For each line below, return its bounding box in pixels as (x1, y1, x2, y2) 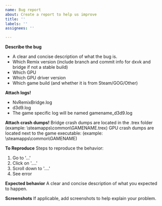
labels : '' (5, 21, 28, 26)
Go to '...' (12, 155, 31, 161)
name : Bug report (5, 7, 41, 12)
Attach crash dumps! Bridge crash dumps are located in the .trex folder (5, 120, 153, 126)
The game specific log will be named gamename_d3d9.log (12, 110, 133, 116)
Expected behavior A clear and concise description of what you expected (5, 181, 158, 187)
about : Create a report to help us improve (5, 12, 97, 17)
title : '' (5, 16, 26, 21)
